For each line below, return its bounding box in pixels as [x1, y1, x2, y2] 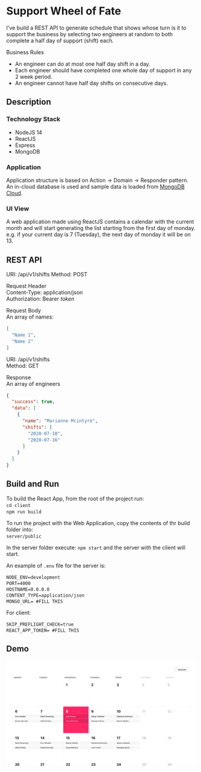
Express [14, 142, 36, 149]
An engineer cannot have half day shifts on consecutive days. [14, 79, 169, 87]
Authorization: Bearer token [6, 295, 75, 302]
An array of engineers [6, 380, 61, 387]
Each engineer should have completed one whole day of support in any [14, 66, 192, 73]
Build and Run [6, 479, 59, 489]
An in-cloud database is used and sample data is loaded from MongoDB [6, 182, 185, 190]
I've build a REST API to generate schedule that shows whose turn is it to [6, 24, 187, 31]
